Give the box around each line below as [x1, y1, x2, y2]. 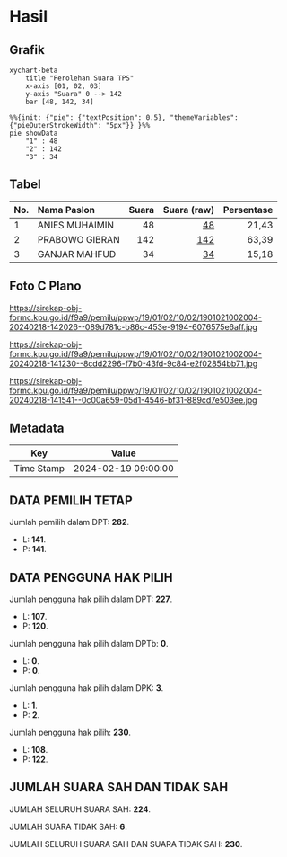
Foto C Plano [9, 279, 82, 294]
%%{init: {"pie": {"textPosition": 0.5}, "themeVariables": [9, 113, 239, 122]
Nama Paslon [37, 203, 96, 216]
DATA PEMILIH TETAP [9, 493, 133, 508]
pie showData [9, 129, 58, 138]
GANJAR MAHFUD [37, 247, 117, 260]
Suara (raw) [162, 203, 215, 216]
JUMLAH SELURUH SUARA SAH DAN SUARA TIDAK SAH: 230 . [9, 838, 243, 849]
